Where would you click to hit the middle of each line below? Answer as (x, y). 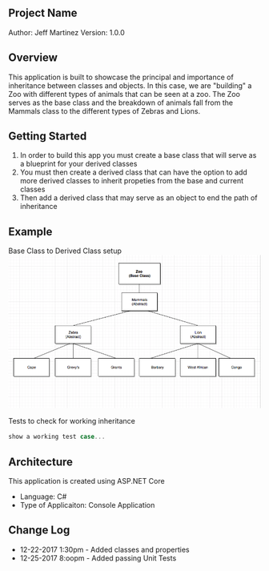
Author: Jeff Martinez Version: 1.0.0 (67, 32)
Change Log (39, 531)
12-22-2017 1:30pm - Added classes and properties (104, 549)
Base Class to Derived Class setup (65, 251)
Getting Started (48, 137)
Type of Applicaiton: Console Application (87, 505)
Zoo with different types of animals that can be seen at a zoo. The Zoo (124, 94)
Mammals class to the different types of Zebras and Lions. (104, 111)
